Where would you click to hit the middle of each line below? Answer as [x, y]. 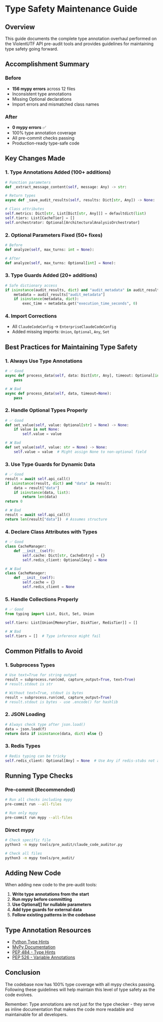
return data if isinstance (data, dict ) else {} [54, 734]
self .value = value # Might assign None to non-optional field [80, 452]
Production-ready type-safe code [46, 143]
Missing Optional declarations [42, 99]
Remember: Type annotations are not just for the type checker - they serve [80, 1004]
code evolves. [19, 995]
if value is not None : [37, 430]
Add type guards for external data [47, 910]
